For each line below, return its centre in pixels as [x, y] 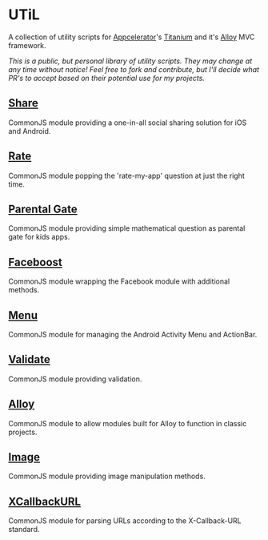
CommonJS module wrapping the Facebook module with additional [119, 281]
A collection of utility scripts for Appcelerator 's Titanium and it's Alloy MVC [132, 37]
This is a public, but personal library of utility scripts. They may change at [130, 61]
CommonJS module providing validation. [75, 379]
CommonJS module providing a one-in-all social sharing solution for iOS [128, 123]
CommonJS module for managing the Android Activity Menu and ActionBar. [133, 334]
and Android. [30, 131]
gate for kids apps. [39, 237]
